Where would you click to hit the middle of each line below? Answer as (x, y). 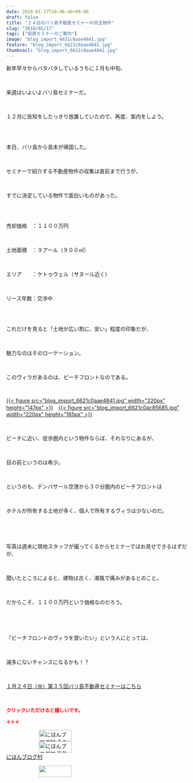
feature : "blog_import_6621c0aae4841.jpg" (59, 45)
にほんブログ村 (24, 757)
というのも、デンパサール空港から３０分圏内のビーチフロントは (84, 486)
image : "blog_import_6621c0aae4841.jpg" (57, 39)
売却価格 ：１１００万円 (37, 225)
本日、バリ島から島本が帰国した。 (48, 147)
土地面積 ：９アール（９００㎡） (48, 250)
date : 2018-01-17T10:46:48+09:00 (48, 12)
